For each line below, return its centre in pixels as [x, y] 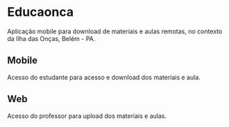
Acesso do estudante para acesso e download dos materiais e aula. [104, 77]
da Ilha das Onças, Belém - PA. [51, 38]
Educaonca [41, 12]
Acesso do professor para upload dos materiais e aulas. [87, 116]
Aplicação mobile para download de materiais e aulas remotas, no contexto [115, 31]
